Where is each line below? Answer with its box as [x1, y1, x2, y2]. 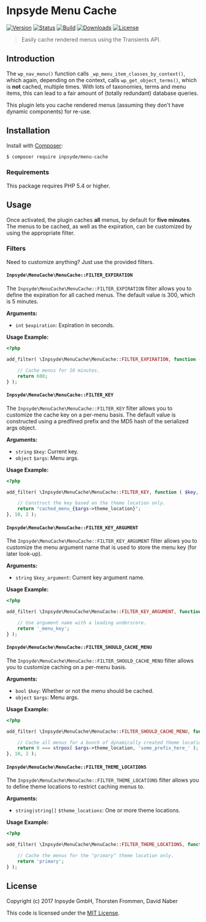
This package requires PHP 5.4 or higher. [6, 182, 110, 189]
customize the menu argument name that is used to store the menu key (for [6, 543, 197, 551]
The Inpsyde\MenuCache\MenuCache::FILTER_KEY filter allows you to [6, 404, 173, 412]
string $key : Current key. [15, 448, 78, 455]
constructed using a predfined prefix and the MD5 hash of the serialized [6, 417, 189, 425]
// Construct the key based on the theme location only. [17, 500, 166, 506]
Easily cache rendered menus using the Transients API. [21, 36, 161, 43]
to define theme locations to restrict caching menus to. [6, 783, 145, 790]
